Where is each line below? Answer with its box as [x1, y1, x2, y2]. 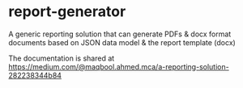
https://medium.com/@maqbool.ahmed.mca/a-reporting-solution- [8, 61, 229, 71]
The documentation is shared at [8, 53, 115, 63]
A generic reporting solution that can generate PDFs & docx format [8, 29, 232, 39]
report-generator [8, 2, 126, 21]
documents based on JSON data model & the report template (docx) [8, 37, 237, 47]
